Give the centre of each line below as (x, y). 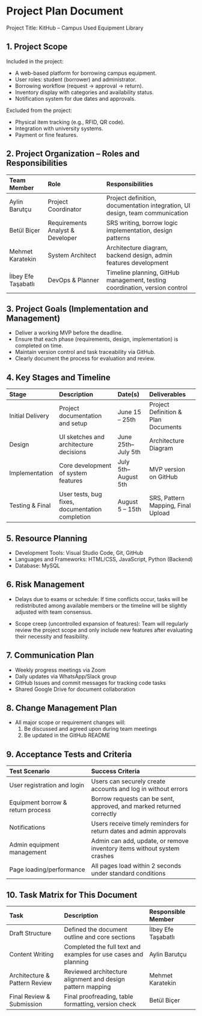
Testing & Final (30, 506)
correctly (104, 814)
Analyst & (61, 230)
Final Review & (30, 997)
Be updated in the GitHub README (67, 735)
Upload (160, 513)
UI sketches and (82, 437)
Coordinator (65, 209)
